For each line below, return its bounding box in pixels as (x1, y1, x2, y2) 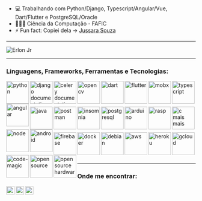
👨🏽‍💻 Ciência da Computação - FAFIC (14, 20, 107, 27)
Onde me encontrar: (77, 172, 138, 180)
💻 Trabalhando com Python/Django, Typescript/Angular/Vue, (14, 5, 168, 12)
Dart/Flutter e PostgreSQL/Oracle (14, 14, 98, 21)
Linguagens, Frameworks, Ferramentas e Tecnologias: (6, 67, 169, 75)
